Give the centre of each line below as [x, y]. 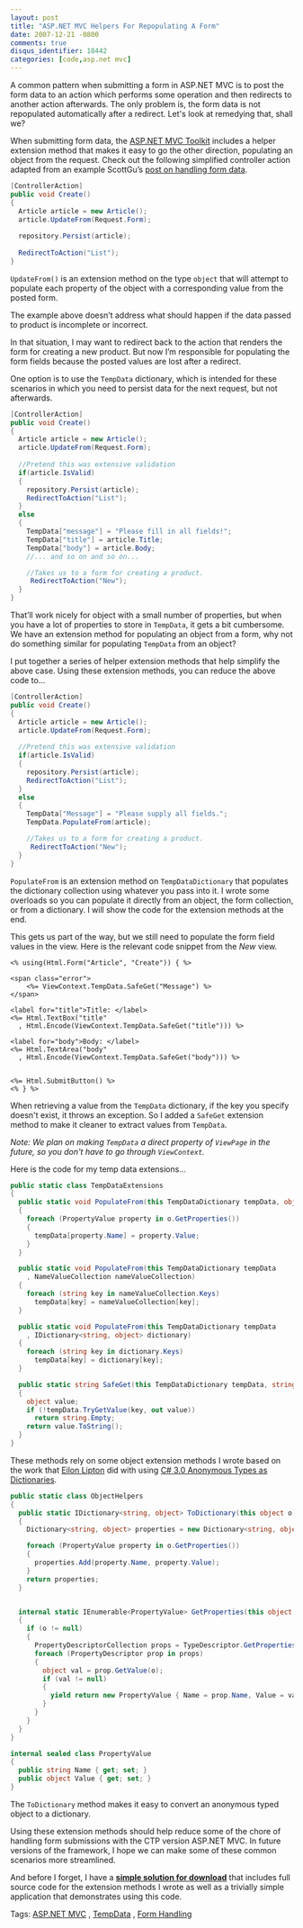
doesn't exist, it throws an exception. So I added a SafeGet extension [137, 1115]
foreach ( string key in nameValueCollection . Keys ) [123, 1293]
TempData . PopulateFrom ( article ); [89, 823]
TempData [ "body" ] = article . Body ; [91, 548]
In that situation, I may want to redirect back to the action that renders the [146, 342]
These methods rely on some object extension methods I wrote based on [146, 1460]
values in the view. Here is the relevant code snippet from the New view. [144, 946]
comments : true [39, 43]
